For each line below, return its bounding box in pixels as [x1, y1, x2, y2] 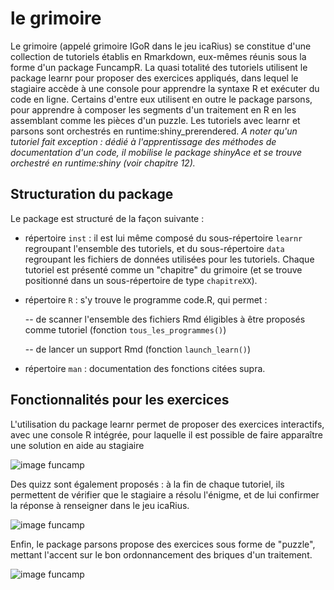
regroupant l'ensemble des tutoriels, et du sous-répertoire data [24, 242, 285, 254]
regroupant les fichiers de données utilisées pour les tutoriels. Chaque [24, 253, 315, 265]
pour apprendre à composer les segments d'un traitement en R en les [10, 103, 297, 116]
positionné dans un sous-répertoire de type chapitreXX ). [24, 274, 258, 286]
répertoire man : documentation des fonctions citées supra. [24, 362, 266, 374]
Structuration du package [10, 186, 174, 203]
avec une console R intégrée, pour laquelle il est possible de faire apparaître [10, 428, 323, 441]
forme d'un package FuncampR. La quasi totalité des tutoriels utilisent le [10, 61, 308, 73]
